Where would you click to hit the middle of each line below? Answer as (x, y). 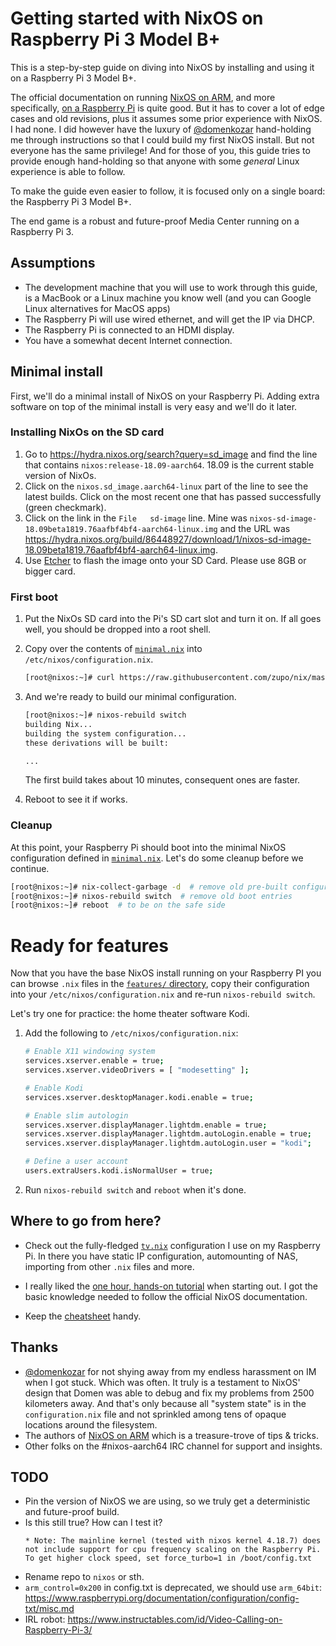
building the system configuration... (105, 733)
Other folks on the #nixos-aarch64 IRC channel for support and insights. (173, 1446)
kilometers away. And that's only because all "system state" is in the (165, 1403)
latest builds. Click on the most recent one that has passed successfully (173, 496)
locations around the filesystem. (91, 1424)
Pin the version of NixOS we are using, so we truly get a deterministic (167, 1501)
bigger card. (50, 571)
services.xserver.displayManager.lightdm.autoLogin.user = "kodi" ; (168, 1143)
